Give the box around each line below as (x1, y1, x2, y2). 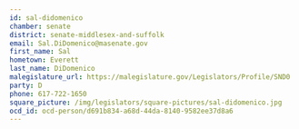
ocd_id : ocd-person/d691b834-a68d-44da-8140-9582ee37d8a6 (9, 106, 234, 115)
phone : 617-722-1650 (9, 89, 88, 98)
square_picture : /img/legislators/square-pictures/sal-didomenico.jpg (9, 97, 283, 107)
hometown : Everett (9, 55, 79, 64)
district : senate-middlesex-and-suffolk (9, 30, 165, 39)
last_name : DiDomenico (9, 64, 95, 74)
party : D (9, 81, 43, 90)
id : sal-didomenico (9, 13, 84, 23)
